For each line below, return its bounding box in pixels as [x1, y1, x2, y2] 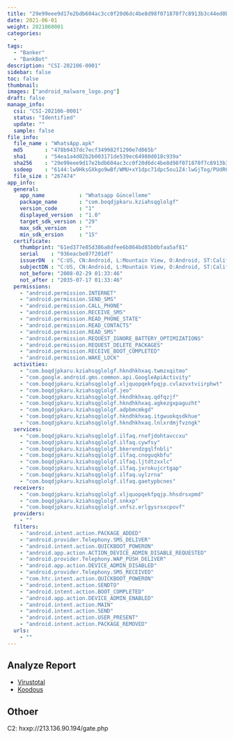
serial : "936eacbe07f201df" [19, 251, 114, 258]
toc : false [7, 75, 39, 82]
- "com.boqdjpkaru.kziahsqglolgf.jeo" [19, 387, 132, 394]
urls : [13, 627, 30, 634]
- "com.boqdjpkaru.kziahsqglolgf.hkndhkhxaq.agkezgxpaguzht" [19, 400, 201, 407]
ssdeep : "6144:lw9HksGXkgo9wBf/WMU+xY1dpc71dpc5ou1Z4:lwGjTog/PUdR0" [13, 166, 232, 173]
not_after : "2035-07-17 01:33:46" [19, 277, 123, 284]
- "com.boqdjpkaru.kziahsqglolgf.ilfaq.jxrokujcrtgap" [19, 465, 182, 472]
